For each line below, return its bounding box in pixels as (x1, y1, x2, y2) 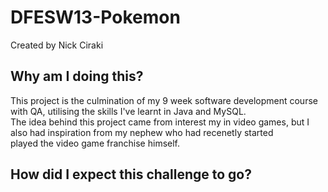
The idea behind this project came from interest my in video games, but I (10, 116, 310, 128)
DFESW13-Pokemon (10, 6, 181, 29)
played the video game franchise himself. (10, 137, 181, 149)
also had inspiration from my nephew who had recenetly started (10, 126, 274, 138)
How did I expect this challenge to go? (10, 166, 252, 183)
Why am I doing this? (10, 68, 144, 85)
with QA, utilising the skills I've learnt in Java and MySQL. (10, 105, 247, 117)
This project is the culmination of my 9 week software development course (10, 94, 318, 106)
